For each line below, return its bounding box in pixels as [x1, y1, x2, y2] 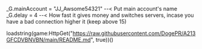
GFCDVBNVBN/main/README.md [6, 36, 91, 43]
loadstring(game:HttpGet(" [6, 30, 73, 37]
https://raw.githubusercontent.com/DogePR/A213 [72, 30, 196, 37]
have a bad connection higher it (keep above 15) [6, 18, 127, 25]
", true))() [90, 36, 114, 43]
